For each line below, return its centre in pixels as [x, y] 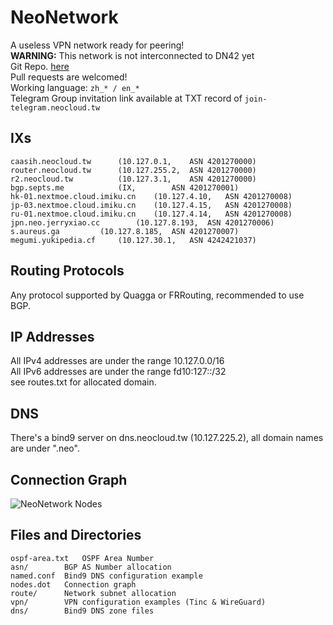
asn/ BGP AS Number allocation [91, 567]
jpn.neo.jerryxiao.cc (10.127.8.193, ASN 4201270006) [142, 222]
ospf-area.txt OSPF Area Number [82, 558]
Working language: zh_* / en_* [75, 87]
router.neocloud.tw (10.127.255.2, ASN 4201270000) [133, 170]
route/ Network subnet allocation [93, 593]
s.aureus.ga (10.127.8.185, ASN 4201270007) [125, 231]
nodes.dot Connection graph [73, 584]
